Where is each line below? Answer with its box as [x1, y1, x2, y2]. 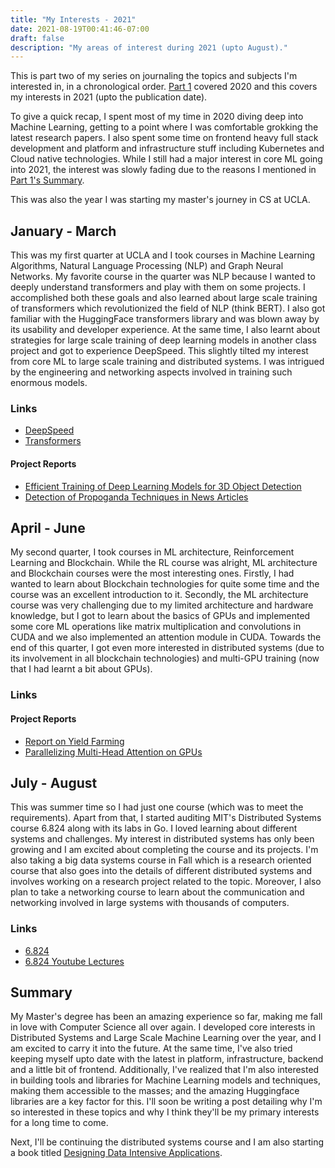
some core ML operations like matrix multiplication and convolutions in [10, 621, 302, 633]
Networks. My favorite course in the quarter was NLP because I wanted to [10, 271, 316, 283]
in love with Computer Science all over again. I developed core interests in [10, 1021, 316, 1033]
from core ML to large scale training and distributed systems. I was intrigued [10, 356, 325, 368]
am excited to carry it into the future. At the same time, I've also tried [10, 1042, 293, 1055]
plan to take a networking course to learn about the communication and [10, 886, 305, 898]
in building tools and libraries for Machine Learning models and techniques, [10, 1074, 322, 1086]
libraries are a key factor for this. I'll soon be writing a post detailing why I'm [10, 1096, 323, 1108]
